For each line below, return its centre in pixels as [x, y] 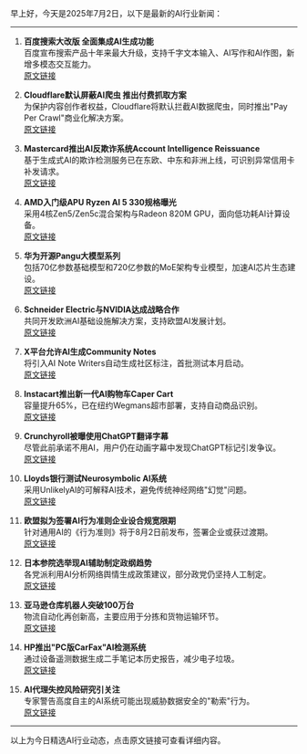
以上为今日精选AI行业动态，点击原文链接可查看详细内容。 [118, 740]
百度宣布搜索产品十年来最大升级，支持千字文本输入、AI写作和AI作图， [155, 52]
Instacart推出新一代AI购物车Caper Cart [98, 394]
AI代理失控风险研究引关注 [72, 689]
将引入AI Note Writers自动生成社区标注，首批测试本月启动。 [136, 363]
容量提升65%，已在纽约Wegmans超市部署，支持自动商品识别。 [143, 405]
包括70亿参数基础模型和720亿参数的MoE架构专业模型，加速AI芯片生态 [155, 267]
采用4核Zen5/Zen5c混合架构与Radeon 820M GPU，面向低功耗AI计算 [153, 214]
